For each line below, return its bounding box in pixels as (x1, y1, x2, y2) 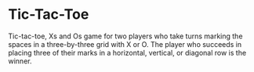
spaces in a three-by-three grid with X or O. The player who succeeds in (8, 39, 242, 49)
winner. (8, 56, 32, 66)
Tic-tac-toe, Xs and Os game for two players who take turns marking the (8, 31, 243, 41)
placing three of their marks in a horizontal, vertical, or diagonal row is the (8, 48, 247, 57)
